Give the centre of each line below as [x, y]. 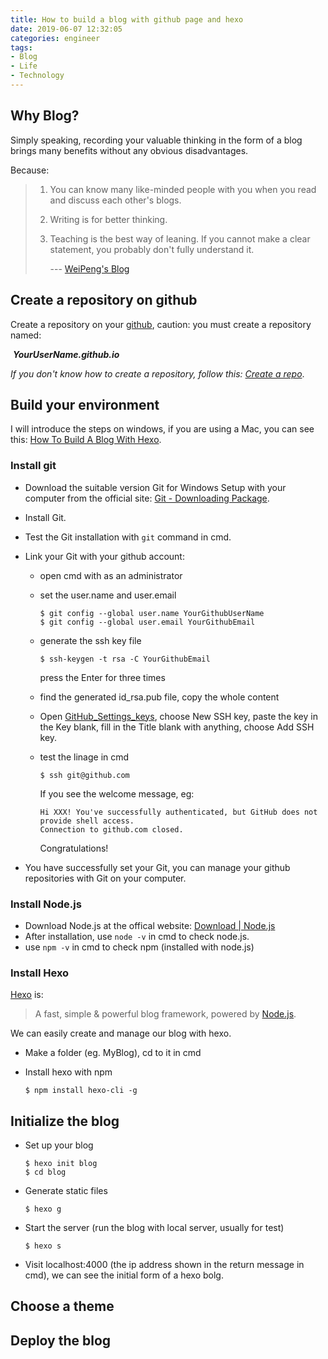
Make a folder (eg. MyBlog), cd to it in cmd [113, 1053]
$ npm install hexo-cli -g [81, 1091]
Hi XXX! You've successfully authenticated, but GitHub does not [178, 812]
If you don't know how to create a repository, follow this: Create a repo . [157, 373]
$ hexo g [43, 1209]
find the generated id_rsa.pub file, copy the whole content [159, 697]
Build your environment [85, 404]
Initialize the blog [65, 1121]
